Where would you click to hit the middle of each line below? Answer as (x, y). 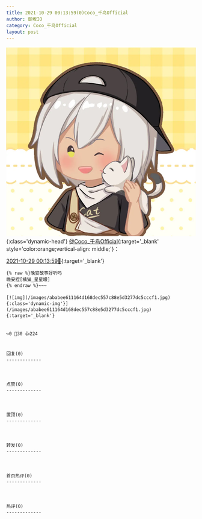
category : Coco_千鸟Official (42, 25)
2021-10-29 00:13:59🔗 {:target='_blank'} (56, 261)
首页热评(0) (20, 476)
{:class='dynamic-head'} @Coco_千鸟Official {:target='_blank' (83, 242)
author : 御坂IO (24, 19)
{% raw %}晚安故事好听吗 (34, 273)
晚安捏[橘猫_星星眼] (28, 280)
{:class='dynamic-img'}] (37, 304)
